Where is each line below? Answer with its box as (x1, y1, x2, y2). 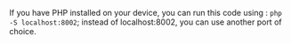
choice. (9, 26, 37, 36)
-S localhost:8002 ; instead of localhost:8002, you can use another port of (9, 17, 282, 27)
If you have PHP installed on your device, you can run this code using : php (9, 8, 282, 18)
